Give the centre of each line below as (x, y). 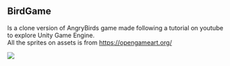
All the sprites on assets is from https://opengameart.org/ (90, 42)
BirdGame (29, 11)
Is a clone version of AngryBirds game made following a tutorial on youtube (115, 27)
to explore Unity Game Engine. (51, 35)
